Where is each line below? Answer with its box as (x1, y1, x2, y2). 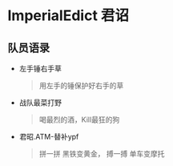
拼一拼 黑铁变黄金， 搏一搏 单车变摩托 (38, 149, 165, 158)
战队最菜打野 (18, 98, 62, 107)
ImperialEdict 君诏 (7, 6, 130, 25)
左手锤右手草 (18, 64, 62, 73)
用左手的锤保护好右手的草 (38, 81, 124, 90)
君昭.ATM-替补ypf (18, 132, 79, 141)
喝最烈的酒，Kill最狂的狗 (38, 115, 120, 124)
